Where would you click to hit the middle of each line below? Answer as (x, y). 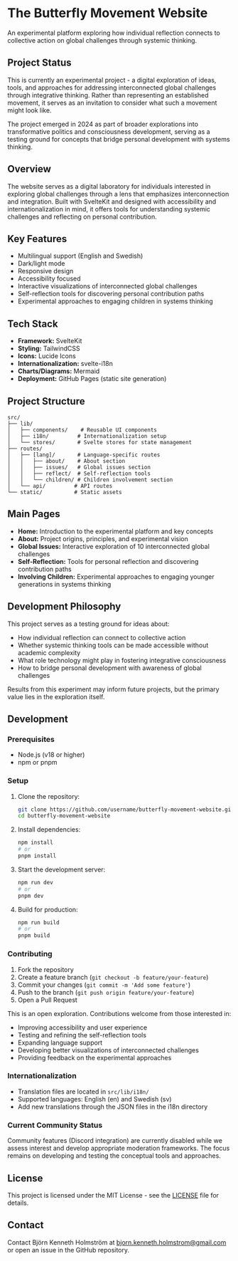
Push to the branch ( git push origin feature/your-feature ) (106, 992)
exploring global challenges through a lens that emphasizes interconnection (118, 194)
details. (18, 1203)
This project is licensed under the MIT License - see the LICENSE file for (113, 1195)
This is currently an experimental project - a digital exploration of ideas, (112, 80)
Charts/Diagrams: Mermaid (59, 371)
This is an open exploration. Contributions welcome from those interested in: (119, 1013)
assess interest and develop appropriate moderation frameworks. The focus (119, 1148)
